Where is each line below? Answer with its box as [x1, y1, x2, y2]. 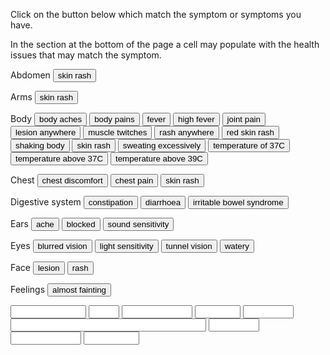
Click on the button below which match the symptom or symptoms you [10, 9, 302, 20]
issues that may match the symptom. [10, 49, 162, 61]
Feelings [10, 284, 46, 295]
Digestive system [10, 196, 82, 208]
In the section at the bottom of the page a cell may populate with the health [10, 39, 320, 50]
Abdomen [10, 69, 51, 81]
